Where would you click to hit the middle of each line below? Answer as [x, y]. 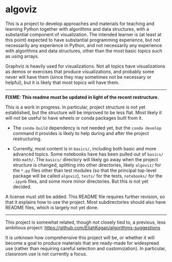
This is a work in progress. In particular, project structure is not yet [76, 107]
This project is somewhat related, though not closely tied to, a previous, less [85, 222]
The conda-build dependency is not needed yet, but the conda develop [87, 128]
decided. [22, 187]
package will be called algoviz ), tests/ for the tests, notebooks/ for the [88, 176]
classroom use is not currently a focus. [46, 254]
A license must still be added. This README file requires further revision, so [85, 196]
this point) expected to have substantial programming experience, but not [83, 40]
